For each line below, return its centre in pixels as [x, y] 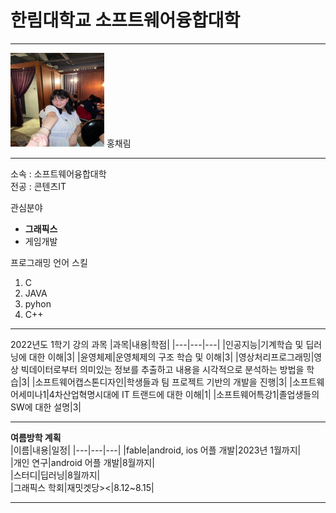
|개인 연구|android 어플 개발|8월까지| [82, 462]
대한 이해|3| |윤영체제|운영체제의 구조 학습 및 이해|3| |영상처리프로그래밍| [171, 357]
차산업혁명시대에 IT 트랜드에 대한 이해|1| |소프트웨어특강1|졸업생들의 [187, 394]
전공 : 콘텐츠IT [38, 186]
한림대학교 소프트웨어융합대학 [125, 20]
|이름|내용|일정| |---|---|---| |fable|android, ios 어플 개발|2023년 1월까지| [156, 450]
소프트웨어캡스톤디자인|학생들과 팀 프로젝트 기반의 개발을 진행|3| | [163, 382]
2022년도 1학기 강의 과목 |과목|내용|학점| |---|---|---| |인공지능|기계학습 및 [157, 344]
